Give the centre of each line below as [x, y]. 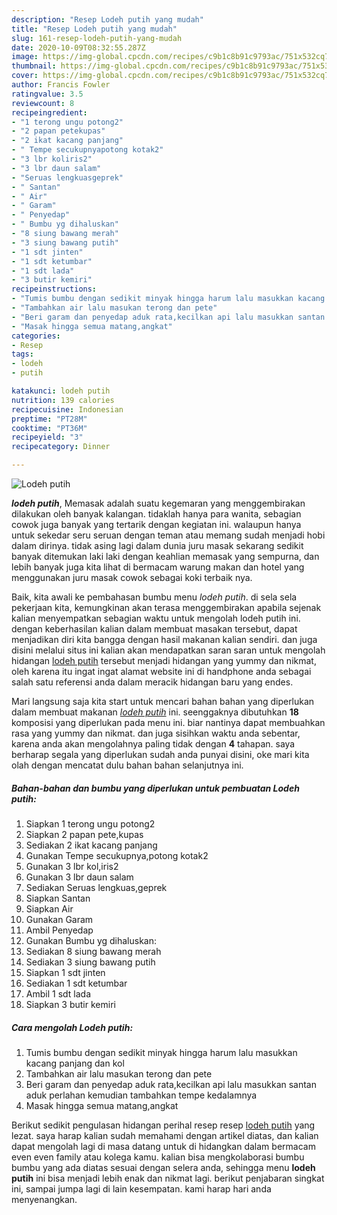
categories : [36, 336]
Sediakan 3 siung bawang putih [90, 962]
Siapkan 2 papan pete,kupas [84, 834]
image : [25, 57]
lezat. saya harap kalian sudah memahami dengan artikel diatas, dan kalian [165, 1135]
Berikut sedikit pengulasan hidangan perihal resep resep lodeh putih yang [163, 1125]
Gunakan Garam [59, 919]
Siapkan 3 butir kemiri [70, 1004]
